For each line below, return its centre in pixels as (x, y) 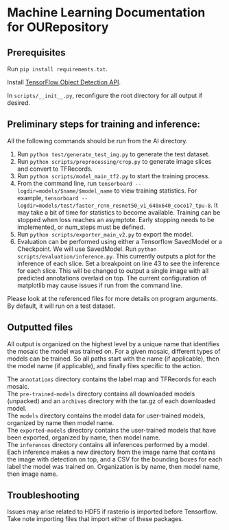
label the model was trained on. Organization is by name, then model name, (114, 466)
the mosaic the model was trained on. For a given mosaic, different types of (114, 351)
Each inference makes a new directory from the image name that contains (111, 452)
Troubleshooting (44, 495)
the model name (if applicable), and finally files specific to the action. (105, 365)
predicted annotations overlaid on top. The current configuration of (112, 278)
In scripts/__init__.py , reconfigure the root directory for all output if (105, 95)
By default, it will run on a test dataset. (61, 306)
